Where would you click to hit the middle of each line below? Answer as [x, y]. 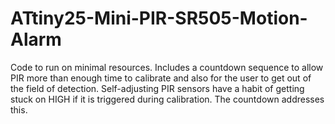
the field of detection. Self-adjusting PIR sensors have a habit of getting [157, 88]
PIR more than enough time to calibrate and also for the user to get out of [161, 78]
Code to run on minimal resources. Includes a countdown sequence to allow [167, 67]
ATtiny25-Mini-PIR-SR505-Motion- [159, 18]
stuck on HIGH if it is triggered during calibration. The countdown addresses [167, 99]
